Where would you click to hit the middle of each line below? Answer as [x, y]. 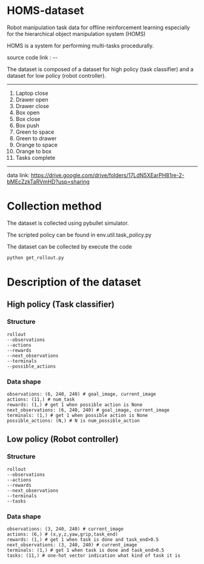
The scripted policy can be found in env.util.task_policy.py [79, 235]
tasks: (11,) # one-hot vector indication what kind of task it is [94, 555]
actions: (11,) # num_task [41, 399]
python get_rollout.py [35, 258]
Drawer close [32, 106]
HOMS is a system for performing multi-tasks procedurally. [81, 46]
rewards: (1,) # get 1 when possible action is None [75, 405]
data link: [18, 175]
